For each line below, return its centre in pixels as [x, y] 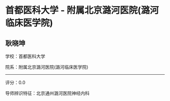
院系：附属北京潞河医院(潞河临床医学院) [47, 67]
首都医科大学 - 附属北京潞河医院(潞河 [82, 10]
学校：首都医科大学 [25, 56]
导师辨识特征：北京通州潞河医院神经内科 [47, 93]
